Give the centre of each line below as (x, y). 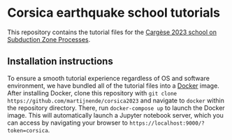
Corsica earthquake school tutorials (114, 13)
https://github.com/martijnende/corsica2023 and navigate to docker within (116, 100)
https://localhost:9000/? (167, 123)
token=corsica (28, 130)
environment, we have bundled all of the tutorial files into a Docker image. (114, 86)
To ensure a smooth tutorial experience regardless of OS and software (108, 78)
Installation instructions (60, 62)
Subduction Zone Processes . (49, 39)
